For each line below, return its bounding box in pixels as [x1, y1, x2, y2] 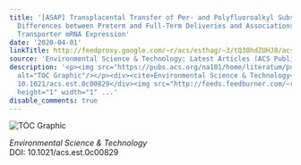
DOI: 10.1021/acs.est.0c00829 [9, 147, 119, 158]
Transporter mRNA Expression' [17, 29, 130, 38]
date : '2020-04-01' [9, 37, 82, 47]
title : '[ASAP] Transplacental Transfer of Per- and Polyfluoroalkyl [9, 12, 275, 22]
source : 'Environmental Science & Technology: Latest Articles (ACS [9, 54, 271, 63]
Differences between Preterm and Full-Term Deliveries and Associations [17, 21, 295, 30]
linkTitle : [9, 46, 50, 55]
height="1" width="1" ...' [17, 87, 118, 96]
